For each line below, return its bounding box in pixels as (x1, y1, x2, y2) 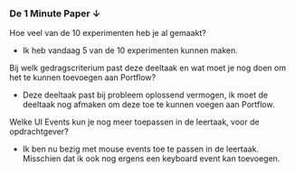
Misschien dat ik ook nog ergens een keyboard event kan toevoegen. (22, 153, 281, 164)
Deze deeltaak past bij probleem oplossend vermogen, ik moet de (22, 89, 269, 101)
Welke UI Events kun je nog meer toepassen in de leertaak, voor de (9, 116, 260, 128)
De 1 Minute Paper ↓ (9, 7, 101, 20)
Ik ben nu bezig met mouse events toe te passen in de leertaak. (22, 143, 260, 155)
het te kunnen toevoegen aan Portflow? (9, 72, 157, 83)
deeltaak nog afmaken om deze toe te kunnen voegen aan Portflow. (22, 99, 275, 110)
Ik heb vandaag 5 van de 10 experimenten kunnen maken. (22, 45, 238, 56)
